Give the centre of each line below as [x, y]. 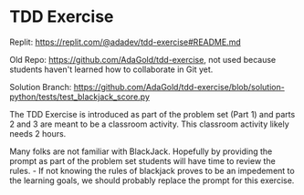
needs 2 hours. [38, 133]
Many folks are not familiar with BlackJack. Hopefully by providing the [141, 151]
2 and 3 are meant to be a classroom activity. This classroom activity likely [149, 124]
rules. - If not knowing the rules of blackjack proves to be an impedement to [152, 170]
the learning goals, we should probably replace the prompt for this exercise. [152, 180]
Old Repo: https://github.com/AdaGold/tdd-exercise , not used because [143, 59]
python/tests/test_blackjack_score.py [80, 97]
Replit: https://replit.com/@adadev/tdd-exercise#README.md [125, 42]
